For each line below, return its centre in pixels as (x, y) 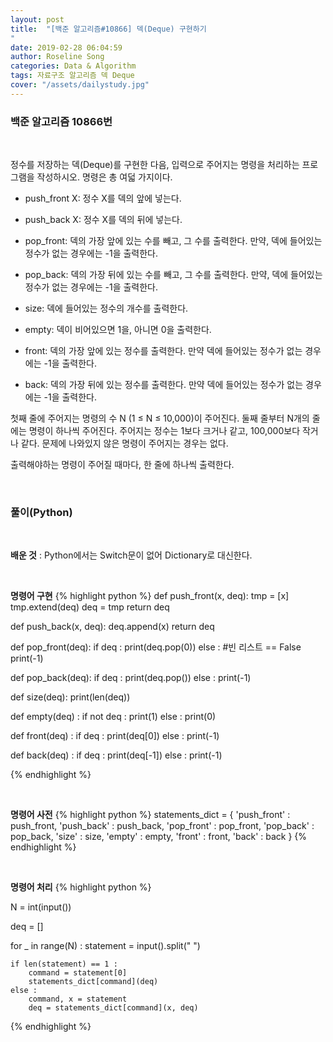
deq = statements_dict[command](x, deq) (113, 1008)
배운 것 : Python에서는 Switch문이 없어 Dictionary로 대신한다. (131, 555)
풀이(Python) (41, 512)
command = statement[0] (78, 973)
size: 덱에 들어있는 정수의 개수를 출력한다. (106, 308)
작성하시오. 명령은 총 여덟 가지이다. (104, 177)
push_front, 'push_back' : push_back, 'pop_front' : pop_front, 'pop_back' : (162, 826)
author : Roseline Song (57, 57)
